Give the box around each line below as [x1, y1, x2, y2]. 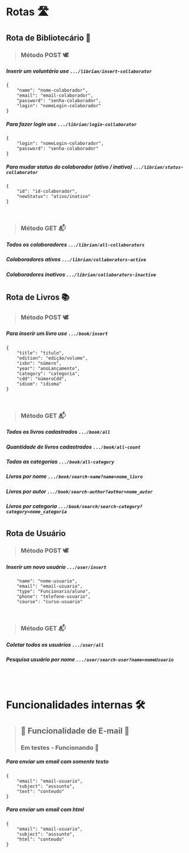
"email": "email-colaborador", [16, 93, 94, 98]
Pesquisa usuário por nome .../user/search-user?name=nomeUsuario [6, 656, 174, 663]
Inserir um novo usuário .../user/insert [6, 563, 107, 570]
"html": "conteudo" [16, 836, 65, 842]
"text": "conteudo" [16, 788, 65, 794]
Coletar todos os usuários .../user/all [6, 641, 104, 648]
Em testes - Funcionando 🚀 [20, 743, 99, 752]
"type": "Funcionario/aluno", [16, 588, 91, 595]
